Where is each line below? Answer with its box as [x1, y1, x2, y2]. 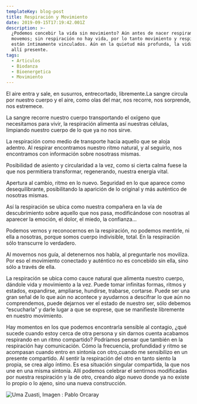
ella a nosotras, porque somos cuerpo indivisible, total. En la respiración [6, 233, 180, 241]
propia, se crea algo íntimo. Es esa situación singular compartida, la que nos [6, 361, 191, 368]
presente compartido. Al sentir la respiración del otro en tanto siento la [6, 355, 177, 362]
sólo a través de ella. [6, 264, 56, 271]
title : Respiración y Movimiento [6, 14, 88, 20]
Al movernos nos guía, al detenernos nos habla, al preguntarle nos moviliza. [6, 251, 189, 258]
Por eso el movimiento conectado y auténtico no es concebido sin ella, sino [6, 257, 189, 264]
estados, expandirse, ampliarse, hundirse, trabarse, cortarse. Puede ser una [6, 287, 190, 294]
